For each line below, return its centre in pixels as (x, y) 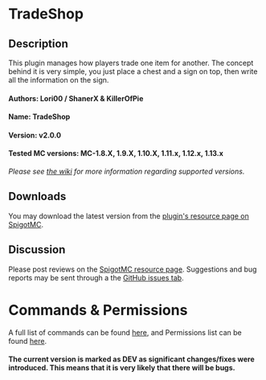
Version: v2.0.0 (35, 135)
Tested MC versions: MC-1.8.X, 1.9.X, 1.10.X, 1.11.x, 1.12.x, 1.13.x (116, 153)
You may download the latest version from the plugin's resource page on (129, 216)
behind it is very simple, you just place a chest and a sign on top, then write (133, 72)
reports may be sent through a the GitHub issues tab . (96, 277)
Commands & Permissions (98, 310)
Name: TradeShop (39, 116)
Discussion (37, 250)
